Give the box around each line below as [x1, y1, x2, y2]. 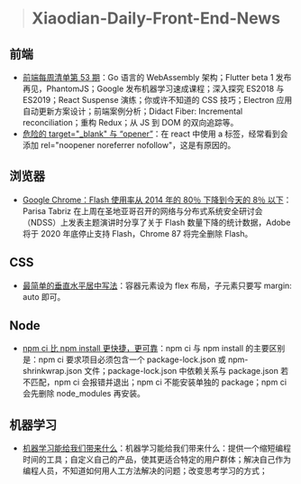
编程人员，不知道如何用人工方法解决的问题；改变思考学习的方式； [22, 465, 268, 477]
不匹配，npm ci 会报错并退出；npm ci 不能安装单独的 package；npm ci [22, 377, 287, 387]
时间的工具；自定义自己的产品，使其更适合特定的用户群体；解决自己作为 [22, 454, 291, 465]
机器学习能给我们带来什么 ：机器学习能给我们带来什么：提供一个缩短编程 [22, 442, 291, 454]
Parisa [22, 205, 47, 216]
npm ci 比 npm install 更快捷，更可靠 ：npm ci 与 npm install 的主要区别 [22, 343, 286, 354]
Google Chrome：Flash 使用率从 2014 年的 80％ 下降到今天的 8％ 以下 [22, 194, 284, 205]
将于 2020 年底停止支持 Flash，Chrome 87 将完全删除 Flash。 [22, 228, 253, 238]
